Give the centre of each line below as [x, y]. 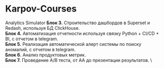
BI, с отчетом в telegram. [32, 39]
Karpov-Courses [41, 9]
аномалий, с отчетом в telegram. [40, 49]
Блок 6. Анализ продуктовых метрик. [46, 55]
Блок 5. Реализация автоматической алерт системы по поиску [73, 44]
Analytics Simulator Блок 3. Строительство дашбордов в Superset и [78, 23]
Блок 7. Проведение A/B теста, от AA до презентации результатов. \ [79, 60]
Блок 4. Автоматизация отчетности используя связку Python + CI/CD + [82, 33]
